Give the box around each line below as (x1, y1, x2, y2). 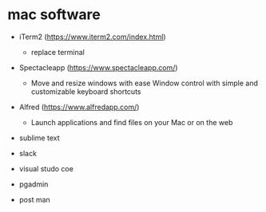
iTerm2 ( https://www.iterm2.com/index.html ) (18, 32, 166, 41)
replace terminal (30, 47, 85, 57)
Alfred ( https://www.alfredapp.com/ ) (18, 102, 140, 112)
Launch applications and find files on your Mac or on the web (30, 117, 233, 127)
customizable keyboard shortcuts (30, 86, 141, 96)
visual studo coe (18, 163, 73, 173)
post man (18, 194, 51, 204)
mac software (7, 6, 101, 24)
